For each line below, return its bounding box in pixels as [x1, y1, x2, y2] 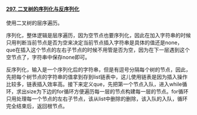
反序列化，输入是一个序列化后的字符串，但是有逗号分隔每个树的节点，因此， [6, 66, 191, 73]
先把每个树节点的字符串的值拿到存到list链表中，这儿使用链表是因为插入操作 [6, 74, 188, 81]
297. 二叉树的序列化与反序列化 [6, 5, 80, 12]
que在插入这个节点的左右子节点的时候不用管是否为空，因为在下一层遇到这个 [6, 47, 191, 54]
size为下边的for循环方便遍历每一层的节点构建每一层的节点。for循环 [26, 88, 189, 95]
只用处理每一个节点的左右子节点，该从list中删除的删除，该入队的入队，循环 [6, 95, 188, 102]
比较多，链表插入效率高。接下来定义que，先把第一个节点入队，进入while [6, 81, 182, 88]
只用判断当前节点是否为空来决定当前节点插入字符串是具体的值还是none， [6, 39, 183, 46]
